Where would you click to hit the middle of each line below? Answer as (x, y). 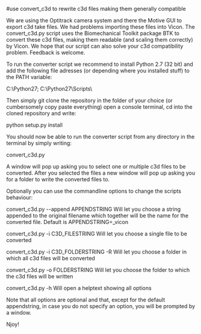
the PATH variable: (29, 77)
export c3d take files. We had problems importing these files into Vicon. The (101, 27)
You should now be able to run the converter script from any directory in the (100, 136)
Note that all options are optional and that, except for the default (86, 300)
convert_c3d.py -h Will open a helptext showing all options (79, 288)
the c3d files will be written (40, 276)
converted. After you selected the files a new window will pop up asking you (101, 173)
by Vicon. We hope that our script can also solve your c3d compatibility (95, 46)
